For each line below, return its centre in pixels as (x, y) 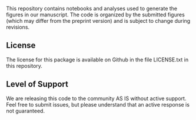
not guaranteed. (26, 111)
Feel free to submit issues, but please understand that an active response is (98, 104)
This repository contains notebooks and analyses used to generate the (92, 8)
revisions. (18, 27)
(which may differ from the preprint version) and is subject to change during (98, 21)
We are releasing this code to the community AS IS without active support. (96, 98)
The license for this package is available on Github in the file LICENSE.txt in (97, 59)
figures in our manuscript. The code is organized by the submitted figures (96, 15)
